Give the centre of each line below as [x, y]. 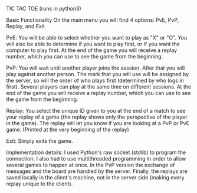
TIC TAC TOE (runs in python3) [44, 9]
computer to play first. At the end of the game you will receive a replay [92, 50]
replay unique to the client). [40, 184]
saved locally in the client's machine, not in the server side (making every [95, 177]
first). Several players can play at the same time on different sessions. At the [99, 87]
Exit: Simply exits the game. [40, 141]
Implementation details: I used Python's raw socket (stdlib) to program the [96, 152]
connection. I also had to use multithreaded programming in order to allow [96, 158]
